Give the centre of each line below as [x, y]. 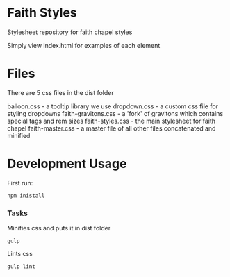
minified [19, 135]
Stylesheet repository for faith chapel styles [70, 32]
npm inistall [26, 196]
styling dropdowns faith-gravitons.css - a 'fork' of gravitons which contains [115, 113]
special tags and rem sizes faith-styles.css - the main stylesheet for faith [112, 121]
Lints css [20, 254]
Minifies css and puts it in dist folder [59, 228]
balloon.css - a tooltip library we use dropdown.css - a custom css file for [113, 106]
